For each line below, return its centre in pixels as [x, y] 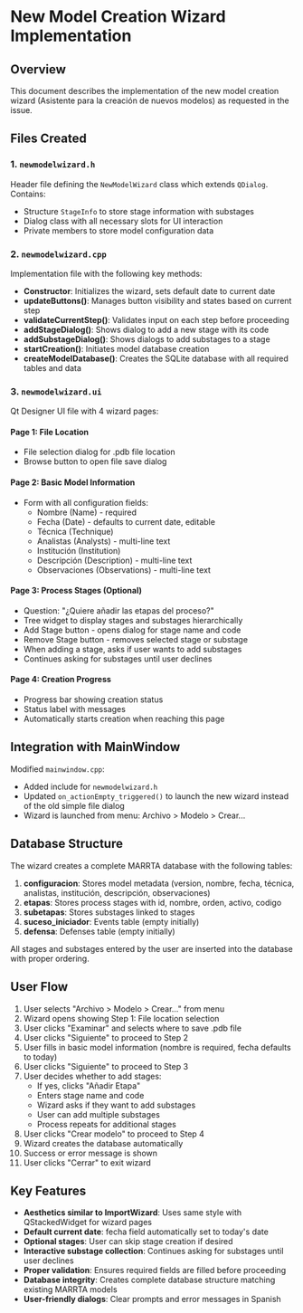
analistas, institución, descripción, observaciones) [117, 892]
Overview [38, 69]
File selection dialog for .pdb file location [99, 452]
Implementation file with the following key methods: [106, 273]
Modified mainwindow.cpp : [57, 769]
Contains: [28, 194]
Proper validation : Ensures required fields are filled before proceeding [155, 1270]
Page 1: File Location [50, 432]
